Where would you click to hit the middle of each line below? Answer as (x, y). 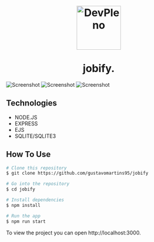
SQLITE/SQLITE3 (35, 136)
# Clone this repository (36, 168)
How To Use (29, 154)
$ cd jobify (21, 189)
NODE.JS (26, 117)
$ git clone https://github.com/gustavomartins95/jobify (77, 173)
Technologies (32, 103)
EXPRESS (26, 123)
